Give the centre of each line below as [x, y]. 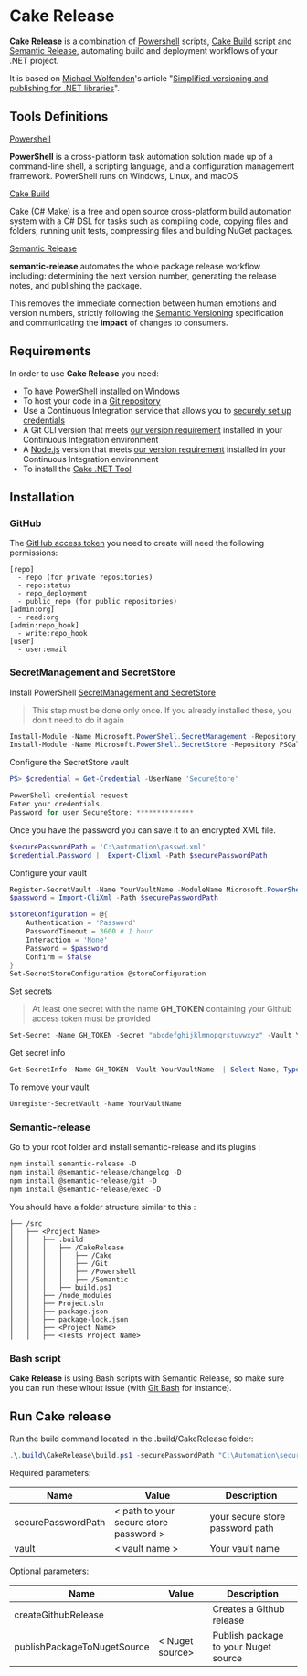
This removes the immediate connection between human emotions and [143, 303]
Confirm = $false [59, 957]
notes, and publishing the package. [76, 285]
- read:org [38, 617]
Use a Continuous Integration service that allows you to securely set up [157, 410]
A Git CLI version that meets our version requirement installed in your [153, 429]
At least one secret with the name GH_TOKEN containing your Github [162, 1009]
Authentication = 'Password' [81, 923]
